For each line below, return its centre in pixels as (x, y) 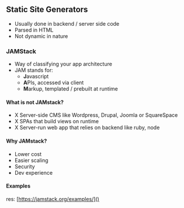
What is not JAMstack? (35, 102)
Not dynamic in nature (41, 36)
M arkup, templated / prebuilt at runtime (71, 89)
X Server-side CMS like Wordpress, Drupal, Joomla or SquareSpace (96, 115)
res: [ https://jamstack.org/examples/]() (53, 199)
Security (25, 167)
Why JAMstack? (27, 141)
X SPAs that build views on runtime (57, 122)
